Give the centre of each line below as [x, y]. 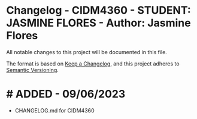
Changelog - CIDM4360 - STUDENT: [99, 10]
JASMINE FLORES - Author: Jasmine [99, 23]
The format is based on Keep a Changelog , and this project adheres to [93, 64]
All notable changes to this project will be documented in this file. [87, 52]
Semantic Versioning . [32, 70]
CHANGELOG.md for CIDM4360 [54, 110]
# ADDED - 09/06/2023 [66, 94]
